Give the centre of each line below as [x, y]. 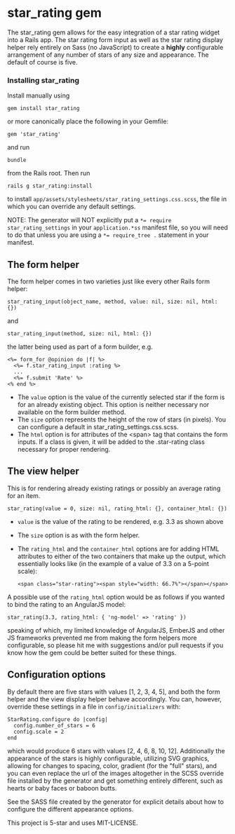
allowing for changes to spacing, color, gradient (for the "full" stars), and [112, 765]
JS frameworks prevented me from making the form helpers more [102, 638]
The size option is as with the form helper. [79, 535]
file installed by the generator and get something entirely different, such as [115, 781]
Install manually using [39, 95]
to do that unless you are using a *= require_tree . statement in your [108, 235]
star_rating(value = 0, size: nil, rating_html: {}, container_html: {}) [117, 509]
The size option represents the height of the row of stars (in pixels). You [122, 419]
